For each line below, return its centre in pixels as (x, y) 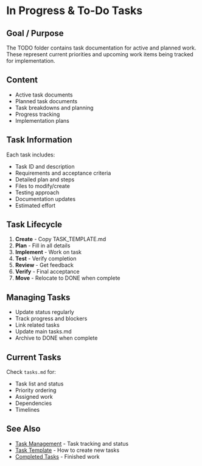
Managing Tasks (38, 297)
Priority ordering (36, 390)
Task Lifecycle (34, 224)
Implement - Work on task (48, 252)
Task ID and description (45, 166)
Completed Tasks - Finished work (57, 456)
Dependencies (33, 403)
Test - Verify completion (46, 259)
